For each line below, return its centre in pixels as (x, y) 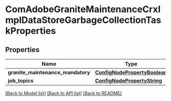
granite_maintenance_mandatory (49, 72)
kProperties (31, 31)
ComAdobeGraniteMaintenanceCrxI (83, 9)
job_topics (21, 81)
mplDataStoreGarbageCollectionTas (83, 20)
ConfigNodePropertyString (129, 81)
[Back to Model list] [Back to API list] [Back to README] (64, 93)
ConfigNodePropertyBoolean (131, 72)
